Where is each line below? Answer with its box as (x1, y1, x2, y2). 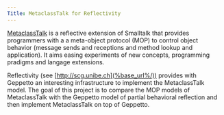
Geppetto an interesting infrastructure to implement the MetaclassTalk (7, 78, 205, 86)
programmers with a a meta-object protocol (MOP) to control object (7, 36, 199, 44)
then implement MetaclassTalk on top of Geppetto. (7, 100, 150, 108)
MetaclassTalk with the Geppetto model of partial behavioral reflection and (7, 93, 218, 101)
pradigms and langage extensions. (7, 57, 105, 66)
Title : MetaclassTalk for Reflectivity (7, 10, 121, 17)
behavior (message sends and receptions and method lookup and (7, 43, 193, 51)
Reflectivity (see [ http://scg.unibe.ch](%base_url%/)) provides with (7, 71, 197, 79)
